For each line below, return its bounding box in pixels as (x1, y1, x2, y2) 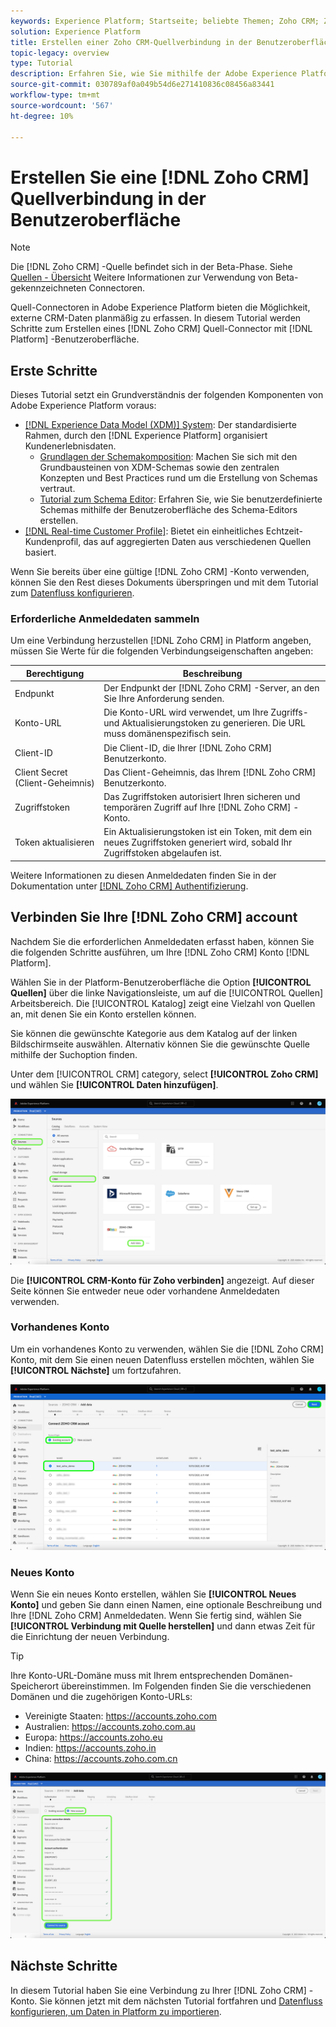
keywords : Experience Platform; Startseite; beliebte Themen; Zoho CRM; (10, 16, 320, 26)
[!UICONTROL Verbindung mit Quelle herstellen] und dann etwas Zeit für (10, 1620, 316, 1632)
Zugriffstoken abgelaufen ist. (103, 847, 222, 859)
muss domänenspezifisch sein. (103, 728, 232, 740)
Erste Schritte (10, 362, 98, 379)
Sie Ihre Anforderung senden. (103, 693, 225, 705)
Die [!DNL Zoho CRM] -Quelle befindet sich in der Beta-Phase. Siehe (10, 261, 293, 273)
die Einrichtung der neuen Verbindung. (10, 1630, 170, 1642)
